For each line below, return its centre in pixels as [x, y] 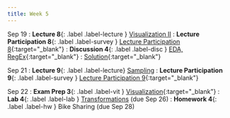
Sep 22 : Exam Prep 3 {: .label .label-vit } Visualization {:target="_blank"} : [114, 91]
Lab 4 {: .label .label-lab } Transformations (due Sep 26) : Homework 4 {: [112, 99]
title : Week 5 [28, 14]
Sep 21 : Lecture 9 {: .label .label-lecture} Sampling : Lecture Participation [115, 70]
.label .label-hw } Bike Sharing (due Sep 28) [71, 106]
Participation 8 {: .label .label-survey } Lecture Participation [94, 41]
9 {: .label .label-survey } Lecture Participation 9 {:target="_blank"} [103, 78]
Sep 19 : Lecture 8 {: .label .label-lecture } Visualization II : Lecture [104, 34]
